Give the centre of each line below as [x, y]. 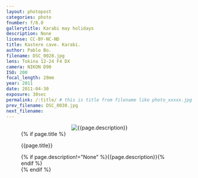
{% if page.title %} [44, 134]
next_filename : [25, 111]
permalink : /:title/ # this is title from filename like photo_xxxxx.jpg [99, 100]
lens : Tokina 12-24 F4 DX [38, 61]
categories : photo [29, 17]
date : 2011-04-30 [28, 89]
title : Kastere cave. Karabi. [44, 45]
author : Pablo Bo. [29, 50]
